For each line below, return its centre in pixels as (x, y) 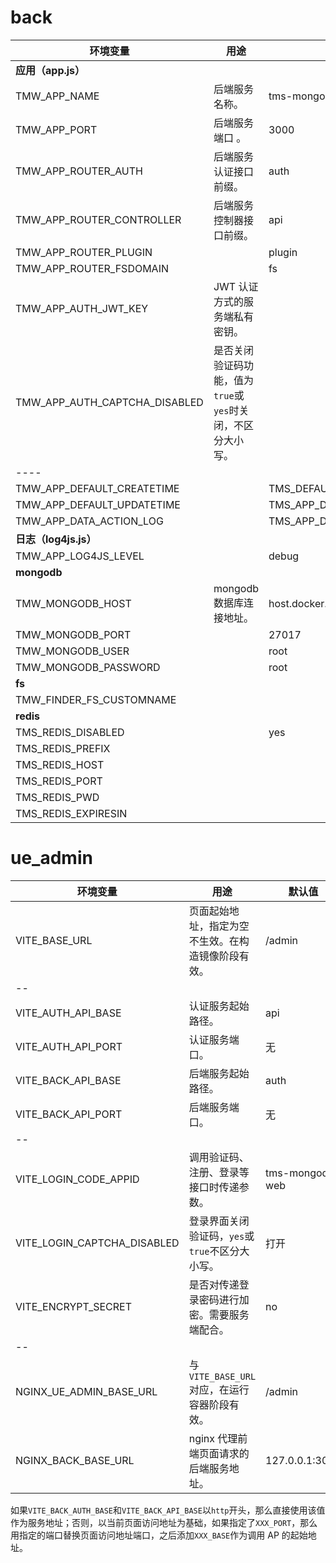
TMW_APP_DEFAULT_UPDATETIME (98, 504)
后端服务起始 (219, 1073)
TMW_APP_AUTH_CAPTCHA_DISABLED (109, 402)
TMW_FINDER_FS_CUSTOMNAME (96, 699)
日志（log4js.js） (56, 539)
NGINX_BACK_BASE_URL (75, 1460)
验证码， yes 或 (221, 1236)
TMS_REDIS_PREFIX (63, 748)
